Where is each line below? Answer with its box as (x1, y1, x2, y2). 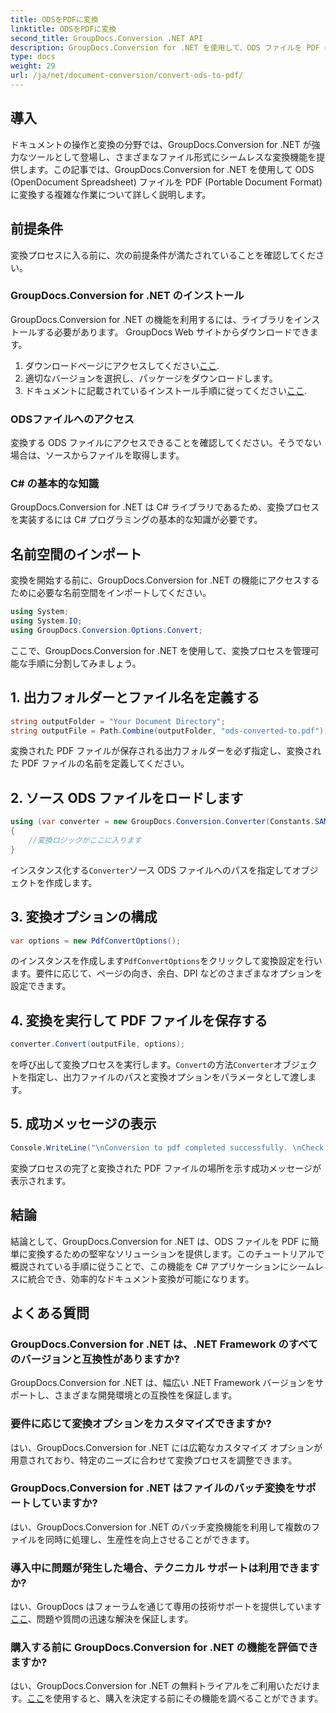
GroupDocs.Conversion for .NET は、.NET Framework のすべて (10, 1337, 319, 1351)
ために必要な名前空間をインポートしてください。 (10, 587, 212, 599)
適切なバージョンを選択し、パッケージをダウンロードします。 (24, 372, 278, 384)
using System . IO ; (10, 616, 83, 626)
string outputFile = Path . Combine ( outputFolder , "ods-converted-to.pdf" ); (10, 726, 329, 736)
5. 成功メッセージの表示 (10, 1116, 157, 1133)
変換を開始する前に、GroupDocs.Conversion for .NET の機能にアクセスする (10, 574, 320, 586)
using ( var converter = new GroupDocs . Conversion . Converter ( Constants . (10, 817, 315, 827)
